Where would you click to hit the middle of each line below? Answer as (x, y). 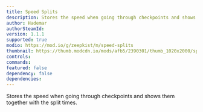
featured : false (27, 68)
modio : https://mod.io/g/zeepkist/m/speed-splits (70, 46)
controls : (19, 57)
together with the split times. (42, 102)
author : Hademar (27, 23)
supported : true (27, 40)
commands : (19, 62)
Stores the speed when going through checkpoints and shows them (91, 96)
